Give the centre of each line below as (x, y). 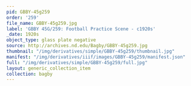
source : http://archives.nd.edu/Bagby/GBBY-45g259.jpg (77, 46)
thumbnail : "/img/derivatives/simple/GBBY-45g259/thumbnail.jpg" (90, 51)
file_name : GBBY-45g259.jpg (42, 23)
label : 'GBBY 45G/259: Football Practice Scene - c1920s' (81, 29)
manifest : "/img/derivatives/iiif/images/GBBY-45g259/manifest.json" (96, 57)
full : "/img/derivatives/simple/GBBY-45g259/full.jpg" (77, 62)
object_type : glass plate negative (51, 40)
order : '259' (23, 18)
